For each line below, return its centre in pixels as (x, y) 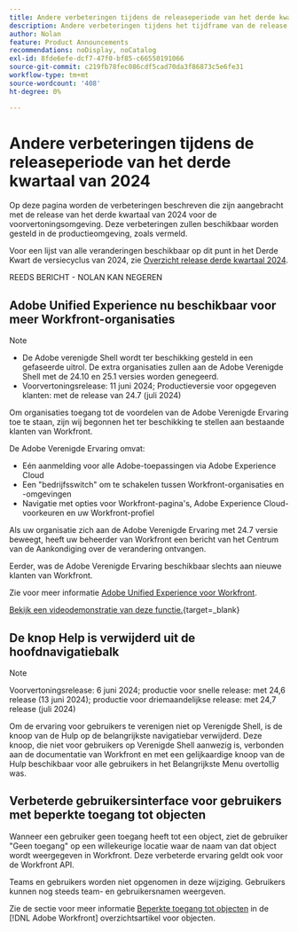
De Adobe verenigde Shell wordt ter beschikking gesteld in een (137, 358)
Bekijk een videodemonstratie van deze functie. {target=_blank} (125, 610)
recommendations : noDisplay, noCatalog (83, 51)
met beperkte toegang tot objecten (108, 815)
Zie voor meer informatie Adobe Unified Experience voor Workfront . (133, 593)
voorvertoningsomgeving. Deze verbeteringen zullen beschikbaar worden (144, 224)
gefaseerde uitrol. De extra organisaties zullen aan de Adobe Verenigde (153, 367)
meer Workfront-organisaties (92, 319)
